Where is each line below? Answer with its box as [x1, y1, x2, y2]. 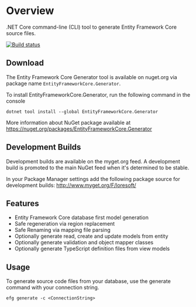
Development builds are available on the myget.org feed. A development [6, 158, 180, 165]
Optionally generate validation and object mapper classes [14, 239, 154, 246]
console [6, 97, 26, 104]
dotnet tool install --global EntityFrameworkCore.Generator [6, 108, 159, 115]
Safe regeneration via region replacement [14, 220, 115, 227]
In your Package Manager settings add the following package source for [6, 175, 180, 182]
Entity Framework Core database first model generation [14, 214, 149, 221]
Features [6, 198, 39, 209]
